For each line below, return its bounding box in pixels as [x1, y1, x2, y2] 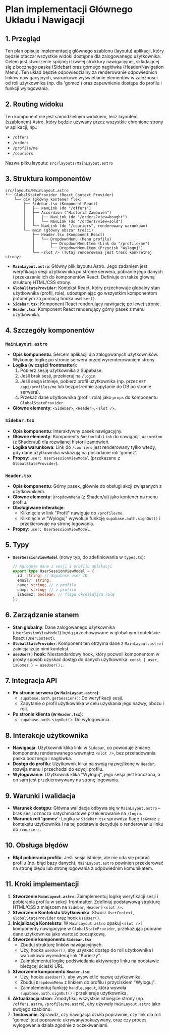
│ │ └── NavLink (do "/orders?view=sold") [23, 219, 123, 224]
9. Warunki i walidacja [5, 791, 76, 800]
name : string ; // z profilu [17, 583, 77, 588]
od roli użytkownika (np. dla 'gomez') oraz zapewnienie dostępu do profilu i [5, 80, 162, 86]
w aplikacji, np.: [5, 124, 38, 130]
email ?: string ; [17, 578, 51, 583]
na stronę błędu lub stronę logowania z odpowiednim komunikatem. [12, 865, 154, 871]
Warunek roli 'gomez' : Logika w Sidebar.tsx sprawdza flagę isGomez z [12, 815, 160, 822]
